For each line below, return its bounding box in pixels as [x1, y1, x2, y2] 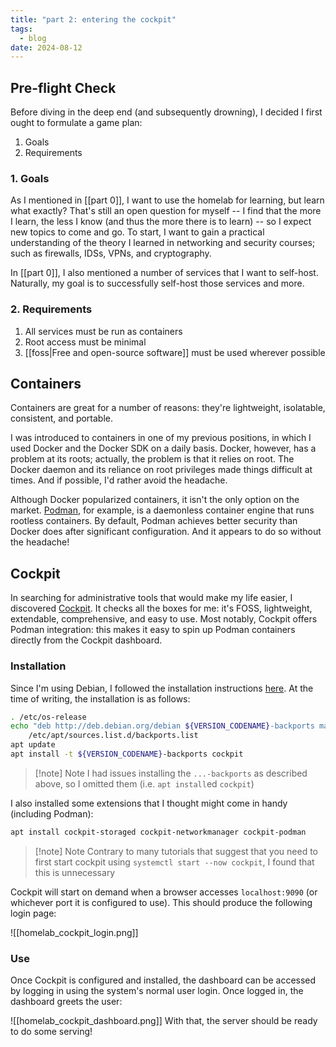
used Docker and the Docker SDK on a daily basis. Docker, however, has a [10, 442, 317, 455]
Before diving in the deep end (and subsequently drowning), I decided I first [10, 106, 323, 118]
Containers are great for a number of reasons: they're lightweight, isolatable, [10, 402, 326, 414]
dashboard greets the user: [10, 996, 123, 1008]
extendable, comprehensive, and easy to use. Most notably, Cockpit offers [10, 613, 318, 625]
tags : [10, 24, 33, 34]
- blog [19, 33, 47, 43]
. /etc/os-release [10, 712, 87, 722]
